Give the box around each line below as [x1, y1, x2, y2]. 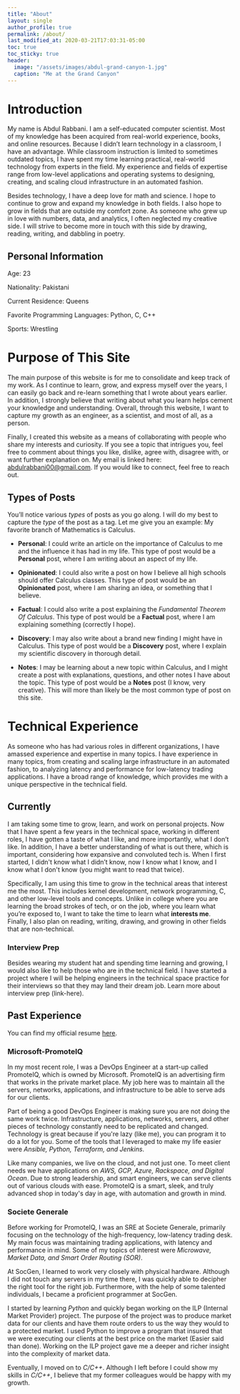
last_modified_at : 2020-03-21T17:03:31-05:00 [7, 37, 145, 44]
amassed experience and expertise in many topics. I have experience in [7, 750, 219, 758]
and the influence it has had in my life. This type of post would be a [17, 547, 216, 555]
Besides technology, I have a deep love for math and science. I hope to [7, 191, 216, 200]
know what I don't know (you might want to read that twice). [7, 865, 184, 874]
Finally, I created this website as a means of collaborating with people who [7, 433, 227, 442]
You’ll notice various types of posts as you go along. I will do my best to [7, 510, 219, 519]
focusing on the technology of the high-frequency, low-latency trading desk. [7, 1230, 233, 1240]
